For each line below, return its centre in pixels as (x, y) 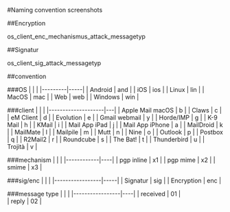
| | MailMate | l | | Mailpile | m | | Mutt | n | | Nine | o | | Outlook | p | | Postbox (115, 132)
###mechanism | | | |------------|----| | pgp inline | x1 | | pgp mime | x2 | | (111, 160)
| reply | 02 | (25, 201)
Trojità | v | (22, 146)
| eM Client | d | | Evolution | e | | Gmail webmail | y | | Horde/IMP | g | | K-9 (112, 117)
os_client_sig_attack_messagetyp (54, 63)
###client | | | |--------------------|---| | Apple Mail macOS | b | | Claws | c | (114, 110)
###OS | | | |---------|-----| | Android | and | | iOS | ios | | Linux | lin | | (106, 90)
